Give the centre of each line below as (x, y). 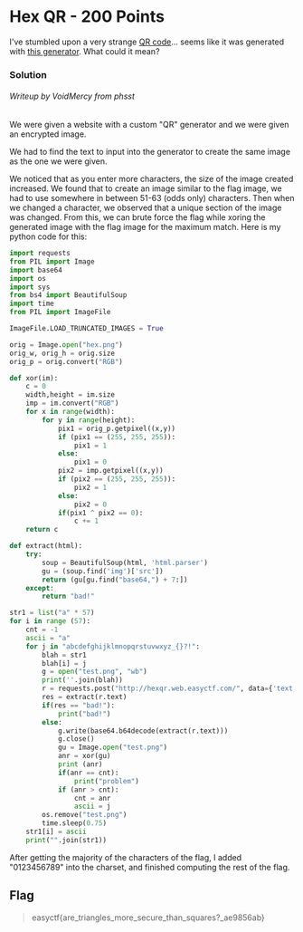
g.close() (76, 739)
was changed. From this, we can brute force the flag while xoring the (137, 217)
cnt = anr (92, 798)
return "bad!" (68, 596)
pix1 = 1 (90, 446)
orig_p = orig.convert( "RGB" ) (66, 361)
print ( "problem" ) (107, 781)
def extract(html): (46, 546)
